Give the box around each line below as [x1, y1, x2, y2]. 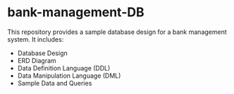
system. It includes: [7, 35, 64, 43]
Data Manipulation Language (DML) [17, 71, 121, 80]
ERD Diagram [17, 56, 56, 64]
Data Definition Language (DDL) [17, 64, 111, 72]
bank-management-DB [7, 4, 144, 20]
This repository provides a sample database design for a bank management [7, 28, 227, 36]
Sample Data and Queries [17, 78, 92, 87]
